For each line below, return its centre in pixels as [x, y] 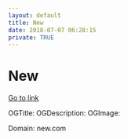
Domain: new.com [37, 128]
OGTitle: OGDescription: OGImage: [64, 113]
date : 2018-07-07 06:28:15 [52, 30]
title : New [26, 23]
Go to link [24, 98]
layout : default [35, 15]
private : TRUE [31, 37]
